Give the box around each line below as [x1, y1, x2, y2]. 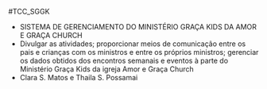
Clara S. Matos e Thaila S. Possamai [19, 73, 138, 82]
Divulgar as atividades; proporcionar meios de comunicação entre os [19, 39, 246, 48]
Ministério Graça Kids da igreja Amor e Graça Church [19, 64, 195, 74]
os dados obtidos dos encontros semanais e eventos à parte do [19, 56, 229, 65]
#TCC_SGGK [8, 7, 50, 16]
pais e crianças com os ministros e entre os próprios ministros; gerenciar [19, 48, 259, 56]
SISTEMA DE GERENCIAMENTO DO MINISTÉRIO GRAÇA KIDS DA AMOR [19, 22, 257, 31]
